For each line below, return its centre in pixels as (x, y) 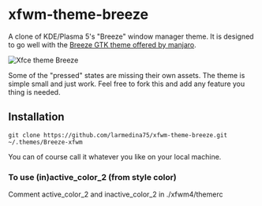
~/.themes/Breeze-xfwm (45, 142)
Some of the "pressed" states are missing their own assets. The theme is (127, 75)
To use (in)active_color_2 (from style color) (92, 177)
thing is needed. (34, 92)
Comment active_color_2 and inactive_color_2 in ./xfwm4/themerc (116, 194)
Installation (36, 117)
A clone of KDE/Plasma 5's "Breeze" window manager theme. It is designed (131, 36)
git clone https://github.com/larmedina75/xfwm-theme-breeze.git (118, 135)
